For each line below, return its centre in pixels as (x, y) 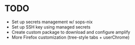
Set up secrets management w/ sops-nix (52, 22)
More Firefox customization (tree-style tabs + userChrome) (70, 37)
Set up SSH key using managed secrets (51, 27)
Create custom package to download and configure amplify (71, 32)
